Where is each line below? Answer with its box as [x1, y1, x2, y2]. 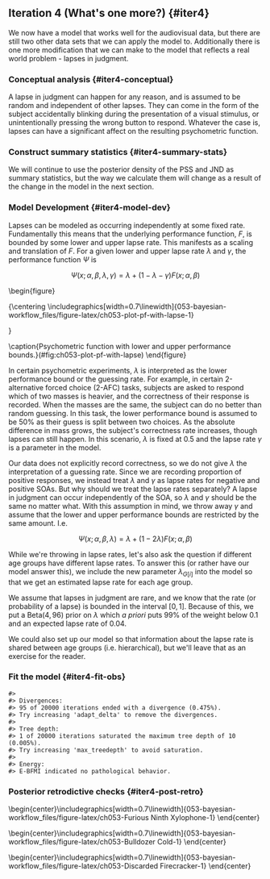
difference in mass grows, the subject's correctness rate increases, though [8, 425, 258, 435]
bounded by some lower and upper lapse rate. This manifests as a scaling [8, 237, 254, 247]
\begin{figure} [8, 285, 56, 295]
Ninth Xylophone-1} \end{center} [150, 813, 260, 823]
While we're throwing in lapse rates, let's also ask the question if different [8, 549, 252, 559]
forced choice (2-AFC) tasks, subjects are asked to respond [45, 382, 244, 392]
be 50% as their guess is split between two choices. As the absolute [8, 417, 235, 427]
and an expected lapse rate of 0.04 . [8, 619, 127, 628]
